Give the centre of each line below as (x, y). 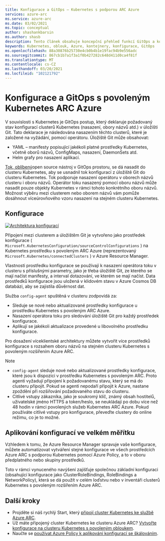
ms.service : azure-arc (28, 19)
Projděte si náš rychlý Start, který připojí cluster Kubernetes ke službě (83, 513)
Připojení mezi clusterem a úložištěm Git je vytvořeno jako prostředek (75, 235)
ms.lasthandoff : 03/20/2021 (34, 69)
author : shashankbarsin (29, 32)
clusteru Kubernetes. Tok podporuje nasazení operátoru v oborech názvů (79, 177)
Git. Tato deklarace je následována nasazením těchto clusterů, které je (76, 132)
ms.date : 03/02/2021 (26, 23)
